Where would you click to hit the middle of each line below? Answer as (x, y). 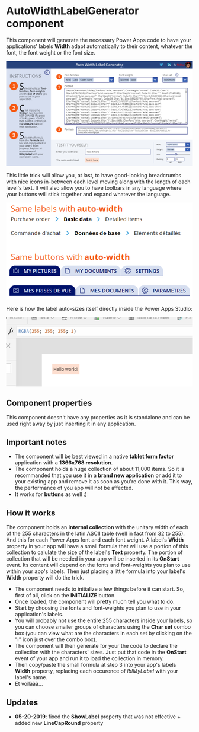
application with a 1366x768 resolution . (64, 463)
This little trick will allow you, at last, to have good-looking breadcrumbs (94, 175)
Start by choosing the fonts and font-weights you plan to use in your (98, 608)
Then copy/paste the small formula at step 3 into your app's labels (95, 665)
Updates (22, 702)
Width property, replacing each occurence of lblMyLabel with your (97, 671)
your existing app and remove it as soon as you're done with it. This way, (103, 482)
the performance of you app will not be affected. (74, 488)
